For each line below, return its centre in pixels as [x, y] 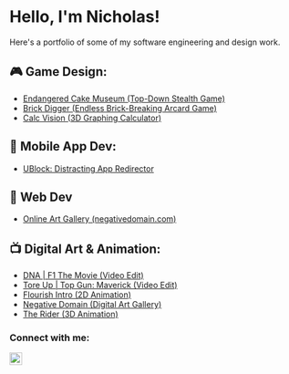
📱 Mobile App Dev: [63, 146]
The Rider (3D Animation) [70, 314]
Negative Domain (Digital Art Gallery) [92, 305]
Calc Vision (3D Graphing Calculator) [92, 118]
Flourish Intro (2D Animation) [77, 295]
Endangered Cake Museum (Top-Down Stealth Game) [124, 99]
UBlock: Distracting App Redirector [88, 168]
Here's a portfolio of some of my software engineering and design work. [145, 42]
